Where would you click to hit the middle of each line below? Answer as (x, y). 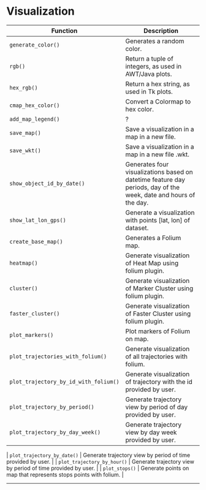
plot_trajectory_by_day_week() (55, 432)
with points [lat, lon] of (158, 220)
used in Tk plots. (149, 91)
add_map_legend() (35, 119)
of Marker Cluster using (159, 288)
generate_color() (35, 45)
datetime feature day (155, 179)
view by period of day (157, 407)
